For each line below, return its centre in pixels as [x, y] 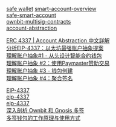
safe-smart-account [31, 15]
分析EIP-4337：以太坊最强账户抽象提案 [55, 48]
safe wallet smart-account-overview [51, 9]
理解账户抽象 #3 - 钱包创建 [40, 71]
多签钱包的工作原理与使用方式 [43, 118]
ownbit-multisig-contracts [39, 21]
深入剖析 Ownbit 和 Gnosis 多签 [45, 110]
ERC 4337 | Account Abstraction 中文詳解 [58, 41]
